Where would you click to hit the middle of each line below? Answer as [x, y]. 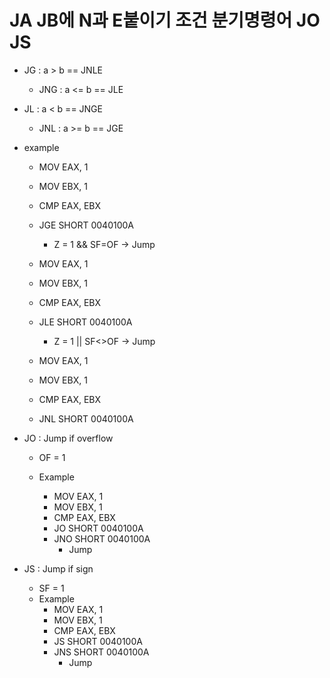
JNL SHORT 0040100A [86, 418]
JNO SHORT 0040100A [102, 538]
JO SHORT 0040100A [98, 528]
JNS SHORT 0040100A [101, 652]
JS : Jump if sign [58, 568]
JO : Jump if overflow [68, 438]
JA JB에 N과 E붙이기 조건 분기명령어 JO [165, 20]
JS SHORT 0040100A [98, 641]
